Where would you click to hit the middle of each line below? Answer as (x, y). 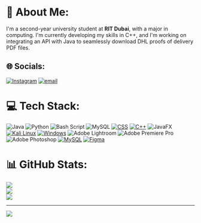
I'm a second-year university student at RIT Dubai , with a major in (87, 29)
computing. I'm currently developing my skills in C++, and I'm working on (96, 35)
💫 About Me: (38, 12)
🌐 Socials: (26, 66)
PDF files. (18, 48)
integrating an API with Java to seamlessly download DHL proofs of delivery (100, 41)
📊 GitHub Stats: (47, 164)
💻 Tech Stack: (43, 106)
